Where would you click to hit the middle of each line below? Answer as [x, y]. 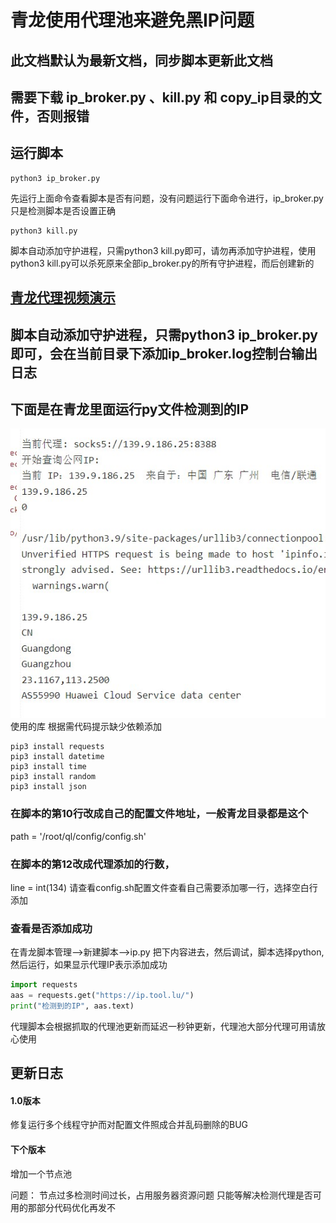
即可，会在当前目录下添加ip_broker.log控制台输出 [164, 353]
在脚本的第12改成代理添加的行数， [92, 864]
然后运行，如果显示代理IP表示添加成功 [89, 965]
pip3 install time [48, 767]
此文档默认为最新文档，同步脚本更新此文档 [141, 60]
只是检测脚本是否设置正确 [63, 210]
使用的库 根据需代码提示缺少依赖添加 [86, 727]
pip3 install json [48, 787]
